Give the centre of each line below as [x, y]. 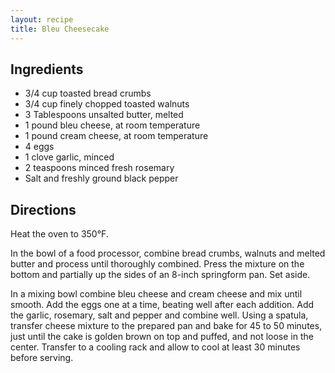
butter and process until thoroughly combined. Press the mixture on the [157, 264]
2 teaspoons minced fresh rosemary [99, 168]
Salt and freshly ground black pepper [101, 178]
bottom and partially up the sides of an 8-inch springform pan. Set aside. [160, 275]
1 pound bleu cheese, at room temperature [112, 125]
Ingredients [47, 69]
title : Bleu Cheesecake [60, 29]
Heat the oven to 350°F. [59, 234]
